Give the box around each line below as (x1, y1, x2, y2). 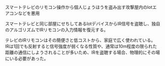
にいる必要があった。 (5, 56, 48, 61)
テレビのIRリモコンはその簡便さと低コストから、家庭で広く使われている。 (5, 37, 156, 43)
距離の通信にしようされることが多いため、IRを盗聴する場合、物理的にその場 (5, 49, 160, 55)
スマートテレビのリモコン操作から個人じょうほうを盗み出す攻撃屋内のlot (5, 4, 153, 10)
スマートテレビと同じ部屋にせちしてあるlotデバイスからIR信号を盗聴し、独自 (5, 21, 161, 26)
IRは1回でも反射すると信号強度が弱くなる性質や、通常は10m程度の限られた (5, 44, 157, 49)
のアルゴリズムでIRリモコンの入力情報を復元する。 (5, 27, 108, 33)
